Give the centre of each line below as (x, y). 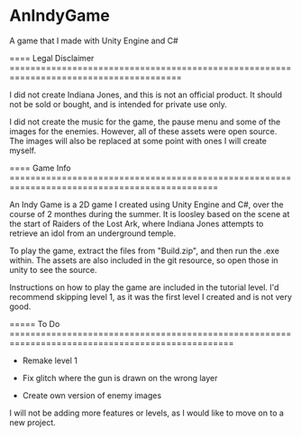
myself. (23, 150)
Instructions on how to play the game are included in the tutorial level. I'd (144, 287)
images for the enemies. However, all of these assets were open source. (143, 131)
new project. (32, 422)
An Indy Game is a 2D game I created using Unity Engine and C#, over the (146, 205)
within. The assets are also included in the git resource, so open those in (144, 260)
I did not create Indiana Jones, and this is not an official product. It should (146, 95)
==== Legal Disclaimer (52, 58)
